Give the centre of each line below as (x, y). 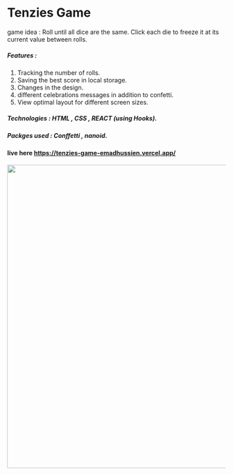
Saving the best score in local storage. (72, 80)
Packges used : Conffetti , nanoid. (57, 135)
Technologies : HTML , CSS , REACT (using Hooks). (82, 118)
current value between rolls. (48, 39)
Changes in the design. (50, 87)
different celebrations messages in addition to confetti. (95, 94)
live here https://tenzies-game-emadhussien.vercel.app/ (92, 153)
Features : (22, 55)
